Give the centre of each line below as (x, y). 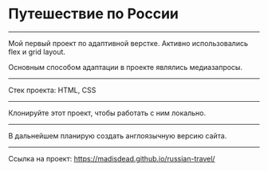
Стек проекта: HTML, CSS (52, 90)
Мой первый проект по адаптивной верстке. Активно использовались (128, 43)
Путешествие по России (94, 14)
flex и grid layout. (37, 52)
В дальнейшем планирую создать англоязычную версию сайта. (118, 135)
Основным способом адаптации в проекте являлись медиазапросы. (126, 67)
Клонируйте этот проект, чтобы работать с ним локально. (107, 113)
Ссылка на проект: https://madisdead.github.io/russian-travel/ (112, 158)
